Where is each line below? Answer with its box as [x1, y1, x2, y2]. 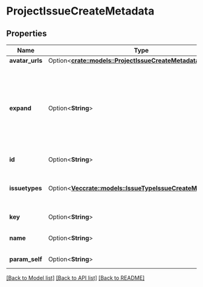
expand [9, 104, 32, 112]
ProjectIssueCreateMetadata [6, 4, 155, 18]
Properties [6, 28, 47, 39]
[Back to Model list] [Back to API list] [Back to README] [6, 274, 145, 282]
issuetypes [9, 184, 42, 192]
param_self [9, 255, 42, 263]
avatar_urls [9, 56, 43, 65]
